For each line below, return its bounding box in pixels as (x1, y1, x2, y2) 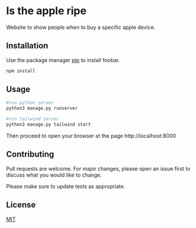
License (6, 200, 36, 210)
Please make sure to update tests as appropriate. (6, 183, 126, 190)
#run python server (6, 100, 54, 106)
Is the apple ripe (6, 4, 87, 18)
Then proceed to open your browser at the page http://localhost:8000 (6, 132, 176, 139)
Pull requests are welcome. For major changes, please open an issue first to (6, 165, 191, 172)
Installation (6, 41, 48, 51)
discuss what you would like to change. (6, 171, 102, 178)
